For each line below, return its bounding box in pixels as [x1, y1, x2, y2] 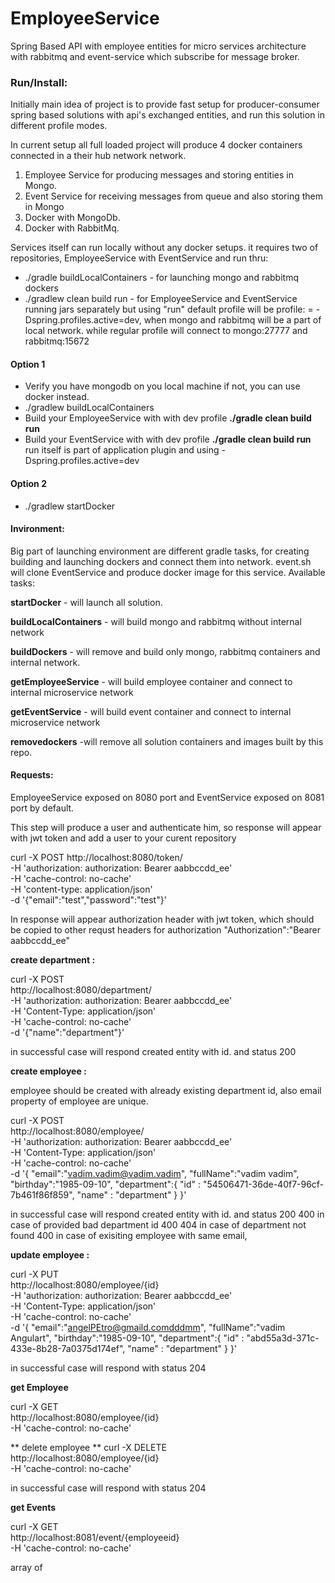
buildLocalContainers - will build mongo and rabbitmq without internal [10, 615, 302, 627]
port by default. [10, 802, 75, 814]
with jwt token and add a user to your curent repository [10, 832, 237, 844]
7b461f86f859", [10, 1189, 75, 1201]
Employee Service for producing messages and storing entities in [24, 169, 294, 181]
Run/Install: [10, 75, 68, 89]
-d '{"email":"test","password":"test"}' [10, 894, 167, 906]
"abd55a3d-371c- [246, 1332, 320, 1344]
